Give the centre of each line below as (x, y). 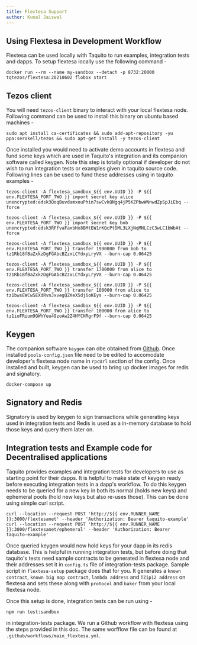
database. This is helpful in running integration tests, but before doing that (97, 552)
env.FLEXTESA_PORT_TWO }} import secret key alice (70, 197)
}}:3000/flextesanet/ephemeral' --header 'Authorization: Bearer (88, 529)
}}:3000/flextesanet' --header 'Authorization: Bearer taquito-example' (98, 519)
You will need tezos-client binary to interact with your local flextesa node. (97, 110)
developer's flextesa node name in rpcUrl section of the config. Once (91, 361)
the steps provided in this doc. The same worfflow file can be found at (92, 629)
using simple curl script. (35, 503)
